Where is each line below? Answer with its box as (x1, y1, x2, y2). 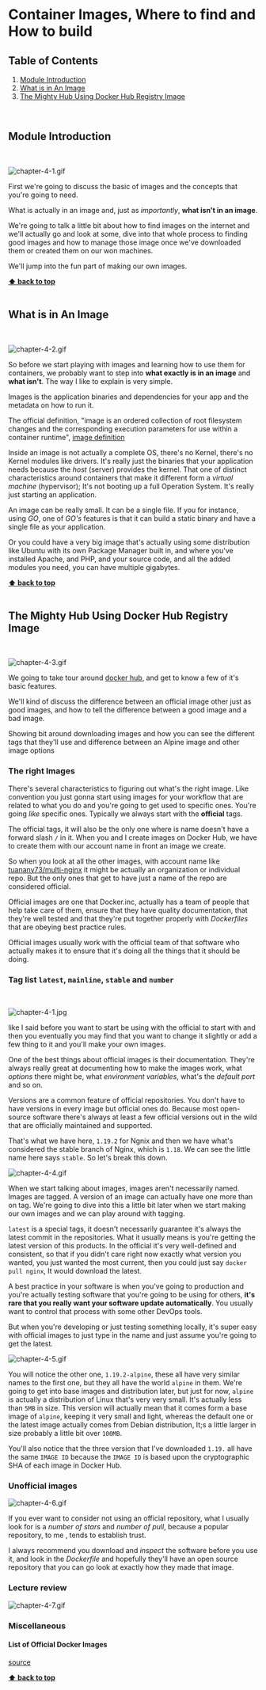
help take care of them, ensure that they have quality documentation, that (8, 905, 248, 915)
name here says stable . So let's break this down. (8, 1153, 168, 1163)
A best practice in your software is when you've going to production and (8, 1282, 244, 1291)
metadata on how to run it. (8, 400, 94, 409)
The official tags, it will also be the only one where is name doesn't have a (8, 824, 249, 834)
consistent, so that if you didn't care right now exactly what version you (8, 1249, 241, 1259)
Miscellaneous (8, 1620, 66, 1631)
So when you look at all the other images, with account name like (8, 856, 220, 866)
